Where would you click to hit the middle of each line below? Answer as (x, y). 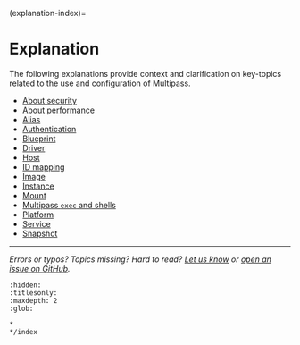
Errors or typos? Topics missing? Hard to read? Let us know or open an (141, 259)
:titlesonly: (33, 293)
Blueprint (39, 139)
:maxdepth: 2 (33, 300)
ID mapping (43, 167)
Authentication (49, 129)
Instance (38, 186)
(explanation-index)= (48, 13)
